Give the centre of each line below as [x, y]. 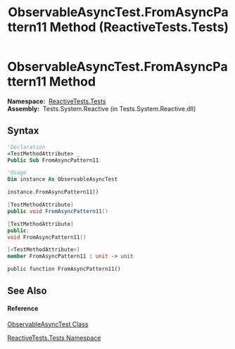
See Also [27, 290]
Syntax [23, 131]
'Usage [17, 173]
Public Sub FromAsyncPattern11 [53, 160]
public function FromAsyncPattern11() [64, 269]
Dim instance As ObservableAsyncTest [63, 179]
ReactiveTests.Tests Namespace [54, 338]
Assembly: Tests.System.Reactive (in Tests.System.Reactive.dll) [102, 108]
